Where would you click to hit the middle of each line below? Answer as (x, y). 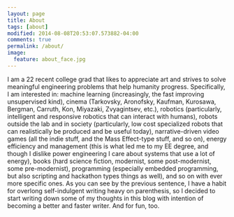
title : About (26, 20)
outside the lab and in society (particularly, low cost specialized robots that (115, 124)
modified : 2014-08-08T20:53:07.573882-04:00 (73, 33)
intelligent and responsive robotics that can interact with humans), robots (112, 116)
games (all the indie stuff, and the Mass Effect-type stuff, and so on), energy (117, 139)
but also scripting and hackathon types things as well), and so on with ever (115, 176)
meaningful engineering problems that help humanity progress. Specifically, (116, 86)
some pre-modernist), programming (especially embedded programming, (113, 168)
